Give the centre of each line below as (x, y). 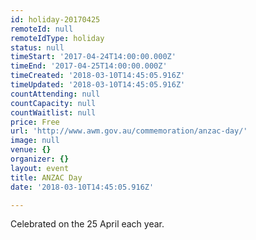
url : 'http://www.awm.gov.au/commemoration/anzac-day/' (129, 131)
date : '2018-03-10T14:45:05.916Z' (82, 187)
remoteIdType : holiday (57, 38)
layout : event (40, 168)
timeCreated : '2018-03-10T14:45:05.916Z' (98, 76)
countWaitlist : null (53, 112)
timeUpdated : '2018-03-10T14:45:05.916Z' (98, 85)
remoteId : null (42, 29)
